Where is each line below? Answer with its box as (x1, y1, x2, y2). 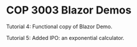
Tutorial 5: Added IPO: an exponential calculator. (6, 34, 124, 41)
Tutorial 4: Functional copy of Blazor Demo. (6, 23, 113, 30)
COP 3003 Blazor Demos (6, 4, 132, 17)
